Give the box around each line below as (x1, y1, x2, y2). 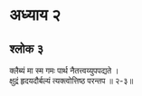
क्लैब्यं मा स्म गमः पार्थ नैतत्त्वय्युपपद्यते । (9, 65, 119, 76)
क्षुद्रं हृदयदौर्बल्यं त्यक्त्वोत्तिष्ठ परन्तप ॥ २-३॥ (9, 75, 134, 86)
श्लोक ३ (9, 41, 43, 56)
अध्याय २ (9, 5, 62, 25)
